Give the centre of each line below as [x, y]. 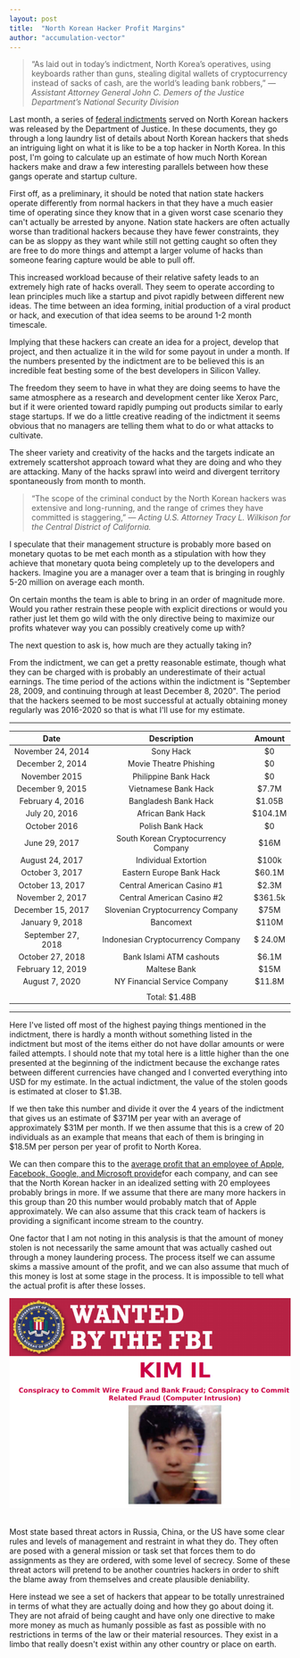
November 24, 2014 [52, 751]
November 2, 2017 [52, 897]
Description [171, 738]
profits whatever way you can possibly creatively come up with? [127, 628]
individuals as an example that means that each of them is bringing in [137, 1137]
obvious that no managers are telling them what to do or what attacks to [142, 426]
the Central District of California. [91, 527]
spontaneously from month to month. [78, 481]
